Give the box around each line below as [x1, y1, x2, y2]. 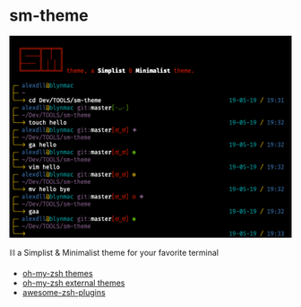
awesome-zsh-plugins [21, 287, 106, 298]
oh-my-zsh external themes [21, 277, 125, 288]
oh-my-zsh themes [21, 268, 93, 279]
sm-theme [9, 5, 89, 26]
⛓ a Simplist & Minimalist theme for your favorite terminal [9, 248, 219, 259]
